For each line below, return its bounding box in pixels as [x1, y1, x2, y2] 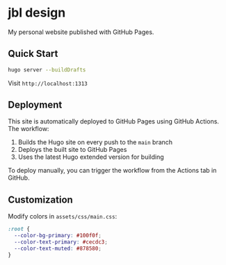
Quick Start [8, 48, 58, 60]
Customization [8, 194, 74, 205]
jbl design [8, 5, 66, 21]
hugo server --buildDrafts [8, 66, 86, 74]
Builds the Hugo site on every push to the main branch [17, 138, 173, 146]
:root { [8, 225, 31, 233]
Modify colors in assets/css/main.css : [8, 212, 118, 221]
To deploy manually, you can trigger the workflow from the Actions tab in [8, 166, 217, 175]
